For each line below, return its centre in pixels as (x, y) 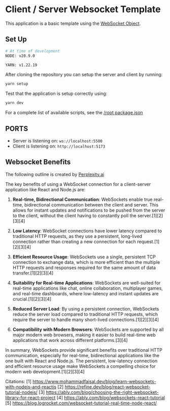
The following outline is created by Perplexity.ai (55, 174)
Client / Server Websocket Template (83, 9)
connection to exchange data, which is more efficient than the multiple (86, 262)
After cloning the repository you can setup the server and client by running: (84, 75)
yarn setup (17, 84)
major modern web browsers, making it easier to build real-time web (84, 335)
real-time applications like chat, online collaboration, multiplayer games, (88, 288)
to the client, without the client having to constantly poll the (75, 215)
